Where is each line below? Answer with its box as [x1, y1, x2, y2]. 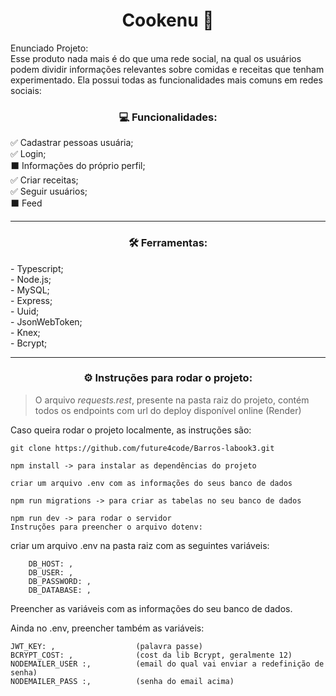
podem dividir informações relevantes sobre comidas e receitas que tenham [10, 63, 325, 75]
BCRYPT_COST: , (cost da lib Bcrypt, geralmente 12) [10, 650, 293, 660]
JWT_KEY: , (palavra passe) [10, 641, 203, 651]
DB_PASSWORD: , [28, 576, 92, 586]
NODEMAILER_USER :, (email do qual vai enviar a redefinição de [10, 659, 325, 669]
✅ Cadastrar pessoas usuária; [10, 137, 134, 149]
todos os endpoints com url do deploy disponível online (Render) [34, 404, 302, 416]
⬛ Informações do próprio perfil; [10, 160, 146, 172]
